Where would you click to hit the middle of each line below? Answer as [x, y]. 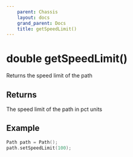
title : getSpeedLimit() [47, 29]
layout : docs [34, 18]
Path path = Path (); [32, 142]
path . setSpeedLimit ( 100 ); [39, 148]
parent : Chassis [38, 12]
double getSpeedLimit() [67, 59]
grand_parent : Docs [42, 23]
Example [23, 128]
